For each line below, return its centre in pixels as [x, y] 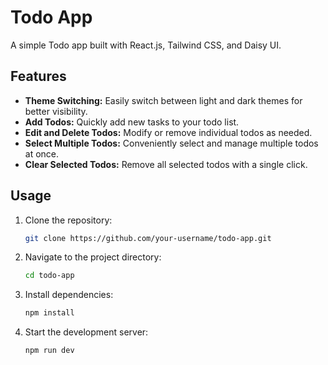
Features [38, 76]
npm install [49, 313]
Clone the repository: [68, 220]
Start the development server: [86, 332]
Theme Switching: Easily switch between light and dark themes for [163, 100]
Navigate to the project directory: [93, 257]
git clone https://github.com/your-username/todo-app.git [148, 238]
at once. [42, 153]
